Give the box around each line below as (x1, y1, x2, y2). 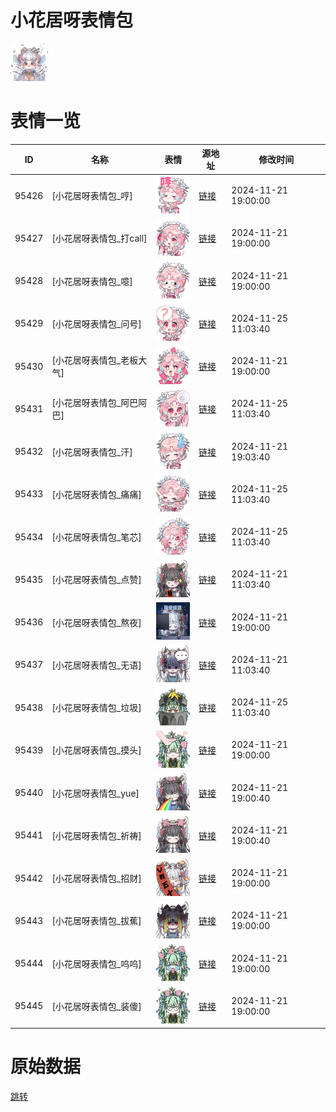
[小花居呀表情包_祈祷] (51, 829, 142, 841)
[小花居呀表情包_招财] (51, 872, 142, 885)
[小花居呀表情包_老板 (51, 354, 139, 366)
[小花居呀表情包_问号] (51, 317, 142, 330)
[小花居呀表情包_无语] (51, 659, 142, 671)
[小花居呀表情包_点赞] (51, 574, 142, 586)
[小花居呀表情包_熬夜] (51, 616, 142, 628)
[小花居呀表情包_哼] (51, 190, 133, 202)
